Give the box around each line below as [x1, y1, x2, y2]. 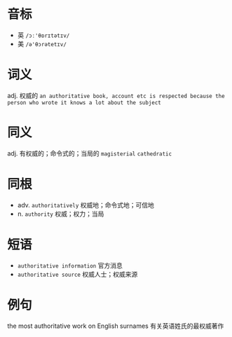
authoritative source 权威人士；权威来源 [17, 270, 138, 278]
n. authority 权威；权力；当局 [17, 209, 104, 218]
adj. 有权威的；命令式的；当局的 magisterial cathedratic [7, 149, 172, 158]
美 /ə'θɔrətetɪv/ [17, 39, 67, 48]
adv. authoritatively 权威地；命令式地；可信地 [17, 200, 154, 209]
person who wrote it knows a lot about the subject [7, 99, 161, 106]
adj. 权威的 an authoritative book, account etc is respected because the [7, 91, 226, 99]
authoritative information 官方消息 [17, 261, 123, 270]
